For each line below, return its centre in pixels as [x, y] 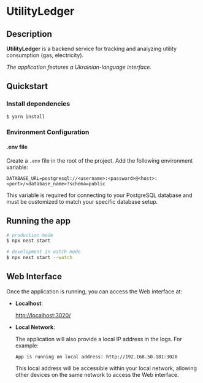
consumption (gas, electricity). [45, 55]
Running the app [38, 221]
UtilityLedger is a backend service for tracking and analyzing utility [91, 48]
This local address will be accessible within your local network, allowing [106, 368]
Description [29, 34]
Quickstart [27, 86]
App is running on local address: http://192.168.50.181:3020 [96, 357]
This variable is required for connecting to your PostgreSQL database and [99, 195]
